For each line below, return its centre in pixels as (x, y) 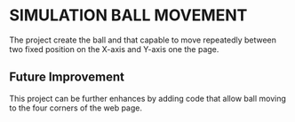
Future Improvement (67, 77)
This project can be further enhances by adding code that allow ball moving (148, 98)
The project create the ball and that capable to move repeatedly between (143, 40)
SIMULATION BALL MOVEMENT (128, 15)
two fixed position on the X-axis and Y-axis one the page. (114, 49)
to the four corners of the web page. (76, 108)
